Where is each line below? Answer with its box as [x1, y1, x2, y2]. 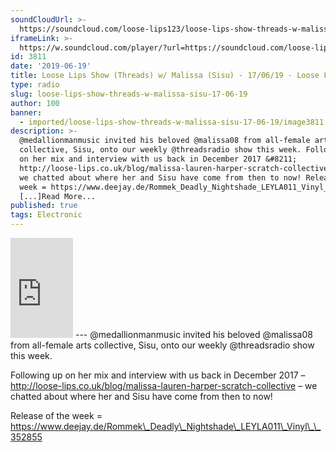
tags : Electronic [10, 210, 83, 220]
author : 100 [10, 98, 60, 108]
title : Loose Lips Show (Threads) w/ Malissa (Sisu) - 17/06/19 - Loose [10, 71, 320, 81]
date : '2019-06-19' [10, 61, 92, 71]
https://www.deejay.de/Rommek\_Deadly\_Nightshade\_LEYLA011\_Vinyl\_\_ [10, 421, 322, 432]
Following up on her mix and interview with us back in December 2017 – [10, 369, 306, 381]
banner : [10, 107, 43, 118]
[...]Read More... [19, 191, 97, 201]
